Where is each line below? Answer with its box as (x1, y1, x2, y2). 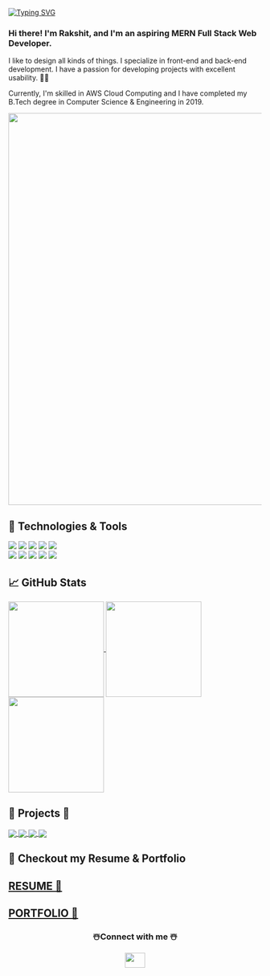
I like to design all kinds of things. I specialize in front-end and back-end (8, 56, 247, 66)
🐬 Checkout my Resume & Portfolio (8, 852, 186, 866)
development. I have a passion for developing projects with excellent (8, 64, 235, 74)
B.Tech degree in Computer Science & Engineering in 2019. (8, 97, 204, 107)
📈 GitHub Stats (8, 576, 87, 589)
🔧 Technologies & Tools (8, 519, 128, 533)
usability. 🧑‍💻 (8, 73, 50, 83)
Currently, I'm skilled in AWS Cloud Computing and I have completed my (8, 88, 247, 98)
